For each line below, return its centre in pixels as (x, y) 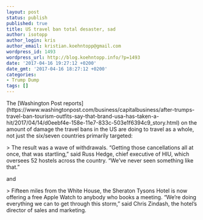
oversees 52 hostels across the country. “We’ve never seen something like (100, 160)
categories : (21, 75)
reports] (73, 103)
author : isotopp (27, 35)
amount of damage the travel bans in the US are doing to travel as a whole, (100, 129)
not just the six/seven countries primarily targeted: (69, 136)
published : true (27, 23)
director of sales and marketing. (46, 210)
